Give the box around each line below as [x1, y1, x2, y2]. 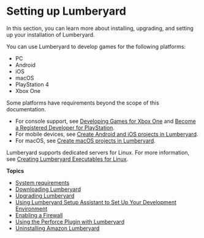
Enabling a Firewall [15, 211, 63, 218]
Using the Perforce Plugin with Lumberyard [15, 218, 124, 225]
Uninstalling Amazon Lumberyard [15, 225, 100, 232]
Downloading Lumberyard [15, 185, 81, 193]
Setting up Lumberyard [6, 4, 127, 18]
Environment [15, 205, 48, 212]
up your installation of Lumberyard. [6, 31, 95, 38]
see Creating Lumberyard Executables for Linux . [6, 155, 129, 163]
